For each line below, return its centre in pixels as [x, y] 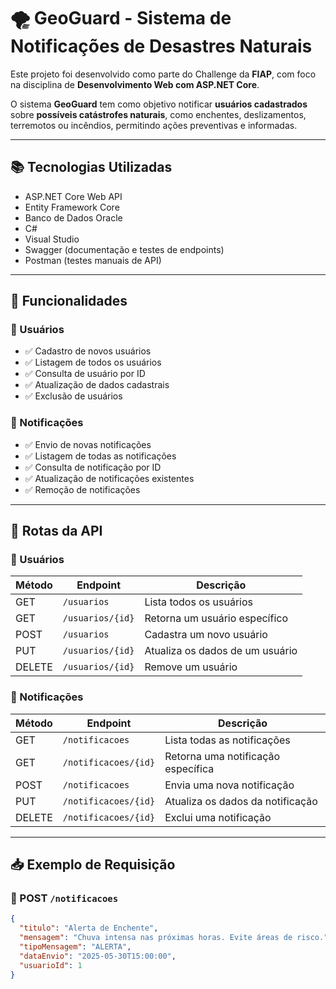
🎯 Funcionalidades [69, 301]
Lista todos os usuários [198, 602]
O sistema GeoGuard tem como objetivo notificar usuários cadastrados [159, 104]
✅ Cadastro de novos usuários [88, 351]
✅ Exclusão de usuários [73, 396]
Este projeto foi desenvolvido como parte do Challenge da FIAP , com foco [163, 74]
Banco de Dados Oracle [73, 217]
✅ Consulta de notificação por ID [93, 467]
